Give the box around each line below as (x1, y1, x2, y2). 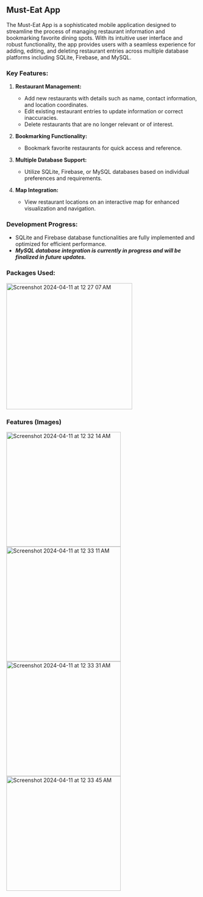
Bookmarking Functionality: (15, 133, 87, 140)
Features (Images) (6, 417, 62, 426)
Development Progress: (6, 220, 78, 229)
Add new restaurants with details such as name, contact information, (24, 95, 197, 102)
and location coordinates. (24, 101, 88, 109)
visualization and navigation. (24, 205, 96, 212)
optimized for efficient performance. (15, 240, 107, 248)
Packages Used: (6, 269, 56, 277)
